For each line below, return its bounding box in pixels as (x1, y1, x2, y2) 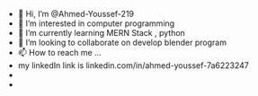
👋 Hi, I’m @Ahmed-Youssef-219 (17, 9, 135, 19)
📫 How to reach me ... (17, 48, 102, 57)
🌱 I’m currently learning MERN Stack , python (17, 28, 186, 38)
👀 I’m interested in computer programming (17, 18, 175, 29)
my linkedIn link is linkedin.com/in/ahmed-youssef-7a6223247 (17, 60, 249, 71)
